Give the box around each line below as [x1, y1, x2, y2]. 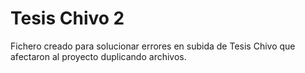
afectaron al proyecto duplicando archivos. [10, 50, 187, 62]
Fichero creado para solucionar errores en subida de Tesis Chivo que [10, 40, 296, 52]
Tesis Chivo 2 [10, 7, 125, 30]
